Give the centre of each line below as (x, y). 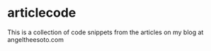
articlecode (42, 13)
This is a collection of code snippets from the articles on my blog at (105, 32)
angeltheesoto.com (35, 39)
